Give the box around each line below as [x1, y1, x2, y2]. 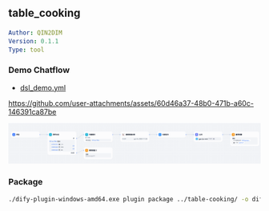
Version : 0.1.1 [8, 37, 59, 45]
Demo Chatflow [8, 64, 70, 75]
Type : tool [8, 46, 45, 54]
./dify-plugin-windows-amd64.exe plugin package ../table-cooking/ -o [8, 196, 249, 204]
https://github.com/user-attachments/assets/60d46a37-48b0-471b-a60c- [8, 98, 255, 108]
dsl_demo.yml [19, 83, 66, 92]
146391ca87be [8, 107, 57, 116]
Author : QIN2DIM [8, 28, 62, 37]
